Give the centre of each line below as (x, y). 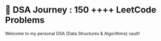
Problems (25, 20)
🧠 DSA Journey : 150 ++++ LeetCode (81, 10)
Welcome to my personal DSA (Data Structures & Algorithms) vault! (72, 33)
